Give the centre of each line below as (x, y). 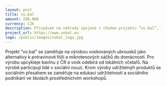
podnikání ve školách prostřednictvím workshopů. (56, 78)
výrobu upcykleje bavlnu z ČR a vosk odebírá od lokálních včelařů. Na (77, 62)
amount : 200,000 (22, 19)
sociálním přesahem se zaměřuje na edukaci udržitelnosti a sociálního (77, 73)
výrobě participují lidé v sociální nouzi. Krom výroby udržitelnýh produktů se (83, 67)
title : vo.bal (20, 14)
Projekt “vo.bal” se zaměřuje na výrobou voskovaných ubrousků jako (76, 51)
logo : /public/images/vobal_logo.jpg (44, 38)
